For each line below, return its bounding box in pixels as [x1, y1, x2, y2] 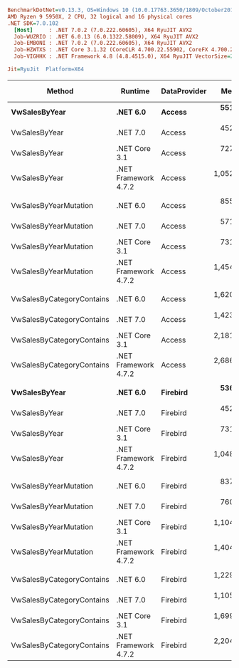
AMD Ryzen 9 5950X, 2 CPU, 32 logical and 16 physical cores [7, 13, 193, 20]
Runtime [120, 86, 150, 96]
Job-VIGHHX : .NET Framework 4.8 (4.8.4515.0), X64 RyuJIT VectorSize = [14, 53, 231, 61]
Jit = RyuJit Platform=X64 [7, 66, 84, 73]
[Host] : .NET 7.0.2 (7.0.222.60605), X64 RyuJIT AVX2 [14, 26, 193, 33]
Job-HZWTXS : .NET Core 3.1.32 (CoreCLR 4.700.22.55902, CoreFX [14, 46, 208, 53]
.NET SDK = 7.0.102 [7, 19, 59, 27]
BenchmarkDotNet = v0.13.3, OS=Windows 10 [7, 6, 129, 14]
